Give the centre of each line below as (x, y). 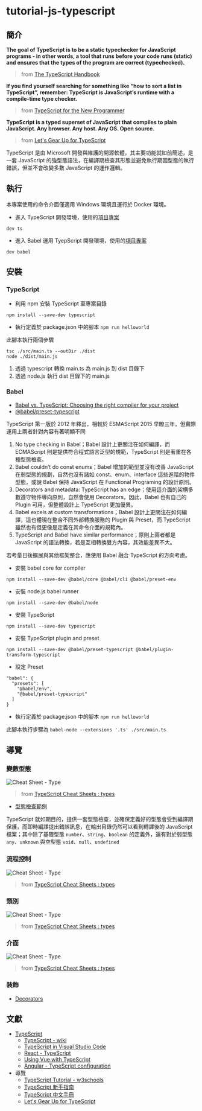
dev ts (14, 228)
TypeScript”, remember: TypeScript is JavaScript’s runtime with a (90, 92)
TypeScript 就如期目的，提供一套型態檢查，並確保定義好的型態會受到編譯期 (100, 820)
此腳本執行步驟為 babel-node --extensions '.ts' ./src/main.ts (86, 729)
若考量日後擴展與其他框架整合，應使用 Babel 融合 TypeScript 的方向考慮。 (99, 555)
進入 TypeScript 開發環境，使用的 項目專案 (67, 217)
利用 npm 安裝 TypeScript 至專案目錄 (61, 304)
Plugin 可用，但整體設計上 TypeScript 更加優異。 (76, 505)
